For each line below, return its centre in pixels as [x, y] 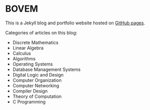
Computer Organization [37, 80]
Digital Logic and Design [38, 75]
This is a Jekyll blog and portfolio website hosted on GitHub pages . [75, 23]
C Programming [29, 101]
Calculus [22, 53]
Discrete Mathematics [35, 42]
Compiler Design [30, 91]
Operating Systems [33, 64]
